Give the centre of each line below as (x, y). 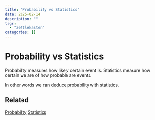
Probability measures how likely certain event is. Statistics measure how (78, 70)
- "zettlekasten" (27, 28)
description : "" (22, 19)
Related (17, 100)
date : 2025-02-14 (23, 14)
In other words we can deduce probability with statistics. (62, 85)
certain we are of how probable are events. (48, 75)
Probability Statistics (26, 112)
